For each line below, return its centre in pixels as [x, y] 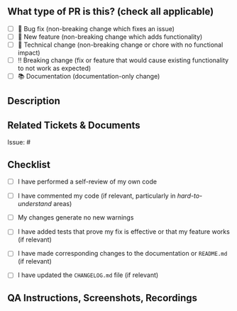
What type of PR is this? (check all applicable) [111, 12]
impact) [29, 53]
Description [34, 101]
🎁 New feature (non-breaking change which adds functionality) [110, 36]
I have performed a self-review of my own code [87, 182]
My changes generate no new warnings [76, 217]
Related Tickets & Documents [74, 125]
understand [34, 204]
